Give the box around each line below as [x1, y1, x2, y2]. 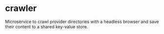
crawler [5, 3, 37, 14]
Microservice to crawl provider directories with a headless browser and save [5, 19, 159, 24]
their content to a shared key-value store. [5, 23, 88, 29]
